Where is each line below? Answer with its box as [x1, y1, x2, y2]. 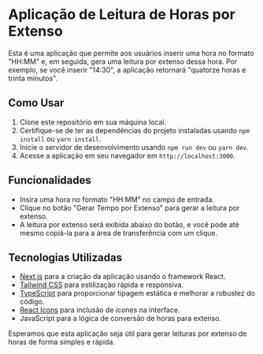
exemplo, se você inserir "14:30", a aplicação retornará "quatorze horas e [8, 65, 246, 74]
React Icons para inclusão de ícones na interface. [19, 305, 180, 315]
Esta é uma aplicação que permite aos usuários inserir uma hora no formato [8, 48, 254, 58]
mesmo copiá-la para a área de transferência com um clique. [19, 228, 218, 237]
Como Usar [8, 96, 65, 110]
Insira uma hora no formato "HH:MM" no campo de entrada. [19, 195, 215, 204]
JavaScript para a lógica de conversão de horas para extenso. [19, 314, 222, 323]
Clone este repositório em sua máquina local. [19, 117, 167, 127]
